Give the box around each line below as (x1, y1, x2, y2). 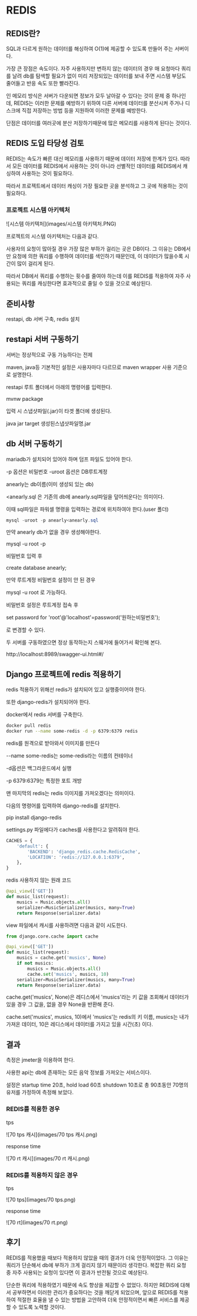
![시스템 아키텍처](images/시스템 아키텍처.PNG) (6, 220, 116, 227)
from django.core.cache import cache (6, 933, 99, 939)
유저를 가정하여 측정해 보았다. (6, 1089, 74, 1096)
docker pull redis (6, 723, 51, 729)
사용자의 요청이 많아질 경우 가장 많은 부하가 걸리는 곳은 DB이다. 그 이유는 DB (6, 245, 182, 252)
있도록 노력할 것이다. (18, 1303, 66, 1310)
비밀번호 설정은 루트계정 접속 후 (6, 601, 79, 609)
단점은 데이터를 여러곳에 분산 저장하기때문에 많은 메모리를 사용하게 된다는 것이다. (6, 119, 192, 127)
